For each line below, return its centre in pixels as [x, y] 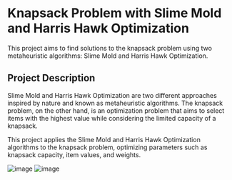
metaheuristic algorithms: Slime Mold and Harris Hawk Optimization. [108, 56]
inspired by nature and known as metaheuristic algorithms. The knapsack [115, 103]
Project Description [51, 78]
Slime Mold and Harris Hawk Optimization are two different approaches [112, 95]
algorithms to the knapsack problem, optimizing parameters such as [107, 147]
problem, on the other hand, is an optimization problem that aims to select [116, 110]
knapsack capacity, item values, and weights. [74, 154]
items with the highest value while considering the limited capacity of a [112, 118]
